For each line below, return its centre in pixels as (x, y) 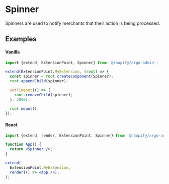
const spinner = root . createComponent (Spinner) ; (62, 77)
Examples (21, 39)
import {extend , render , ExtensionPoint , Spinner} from (65, 135)
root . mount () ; (24, 109)
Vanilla (13, 52)
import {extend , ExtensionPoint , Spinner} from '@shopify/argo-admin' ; (82, 63)
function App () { (23, 145)
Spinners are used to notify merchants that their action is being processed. (83, 23)
